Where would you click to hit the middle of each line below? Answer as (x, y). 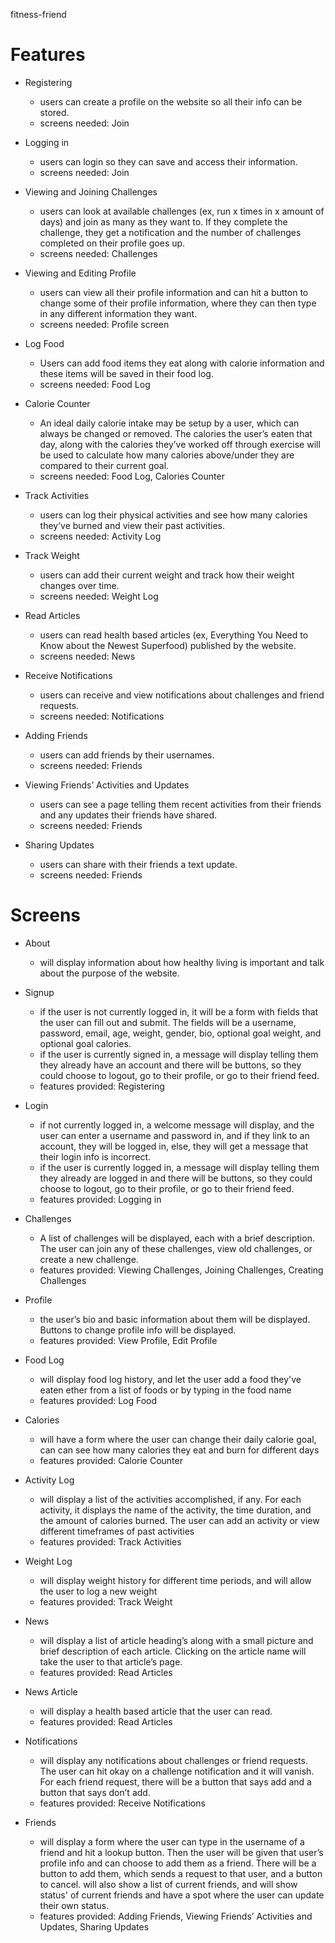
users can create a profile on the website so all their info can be (171, 101)
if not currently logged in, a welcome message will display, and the (177, 1125)
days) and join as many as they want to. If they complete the (163, 221)
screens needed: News (87, 656)
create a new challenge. (89, 1259)
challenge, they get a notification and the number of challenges (170, 232)
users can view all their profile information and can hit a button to (174, 292)
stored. (54, 112)
